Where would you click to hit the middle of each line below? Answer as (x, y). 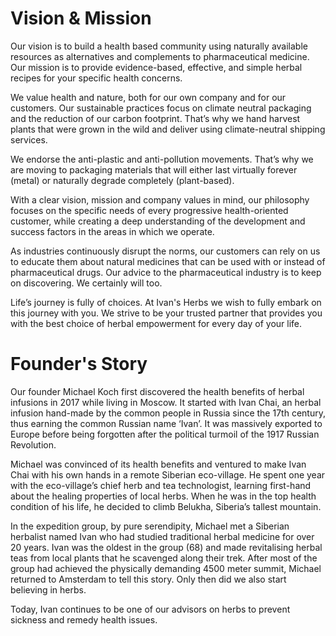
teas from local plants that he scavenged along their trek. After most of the (164, 558)
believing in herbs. (48, 589)
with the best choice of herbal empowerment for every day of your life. (156, 323)
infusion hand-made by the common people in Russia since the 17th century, (168, 413)
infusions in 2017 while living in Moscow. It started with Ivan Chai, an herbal (166, 402)
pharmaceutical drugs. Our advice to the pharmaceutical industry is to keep (166, 272)
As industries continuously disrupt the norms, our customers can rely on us (165, 251)
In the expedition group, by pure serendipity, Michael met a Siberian (150, 526)
